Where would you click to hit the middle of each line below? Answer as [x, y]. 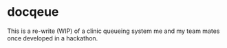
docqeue [33, 12]
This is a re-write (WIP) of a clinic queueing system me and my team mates [113, 31]
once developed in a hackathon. [53, 38]
